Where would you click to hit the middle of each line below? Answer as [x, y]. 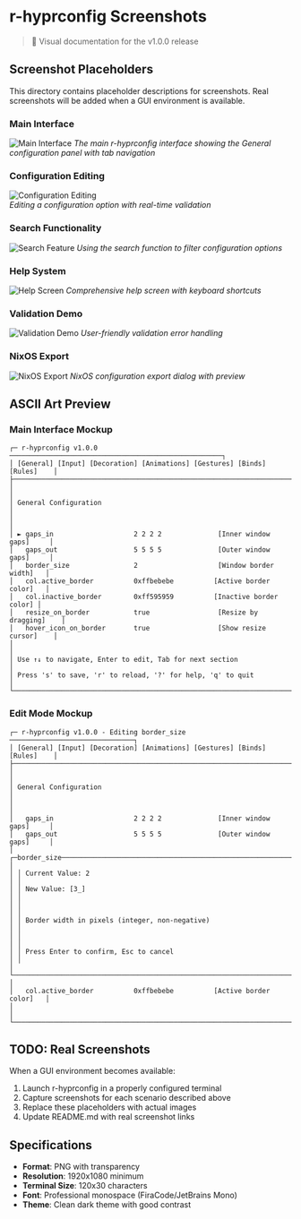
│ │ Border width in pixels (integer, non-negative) [110, 920]
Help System [38, 270]
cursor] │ [34, 636]
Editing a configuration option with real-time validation [111, 205]
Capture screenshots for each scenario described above [126, 1098]
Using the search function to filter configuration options [180, 247]
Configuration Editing [57, 176]
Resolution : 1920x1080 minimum [83, 1176]
